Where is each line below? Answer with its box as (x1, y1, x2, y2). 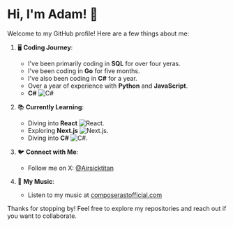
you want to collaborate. (7, 212, 77, 220)
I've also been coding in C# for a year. (27, 74, 137, 82)
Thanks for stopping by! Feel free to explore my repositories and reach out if (7, 204, 227, 212)
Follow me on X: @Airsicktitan (27, 164, 114, 172)
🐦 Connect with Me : (17, 148, 79, 156)
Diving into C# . (27, 134, 89, 142)
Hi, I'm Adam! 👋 (7, 6, 98, 22)
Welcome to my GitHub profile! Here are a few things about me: (7, 29, 190, 38)
